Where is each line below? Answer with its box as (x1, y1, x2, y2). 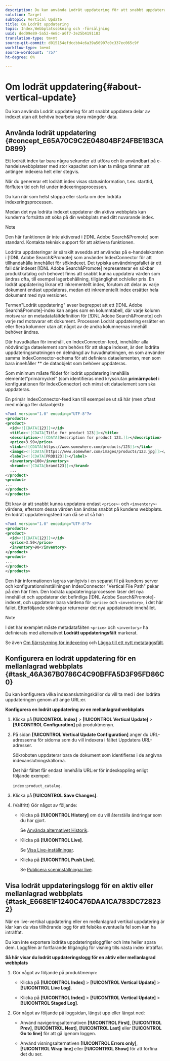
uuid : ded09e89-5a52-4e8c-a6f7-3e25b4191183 (5, 31, 101, 36)
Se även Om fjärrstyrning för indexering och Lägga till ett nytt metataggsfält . (5, 640, 164, 646)
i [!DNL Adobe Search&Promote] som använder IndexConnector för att (5, 255, 152, 261)
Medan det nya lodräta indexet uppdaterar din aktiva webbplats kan (5, 209, 146, 215)
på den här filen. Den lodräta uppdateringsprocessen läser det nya (5, 588, 144, 594)
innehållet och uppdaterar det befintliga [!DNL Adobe (5, 594, 116, 600)
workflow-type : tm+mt (5, 45, 51, 50)
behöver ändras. (5, 329, 39, 335)
